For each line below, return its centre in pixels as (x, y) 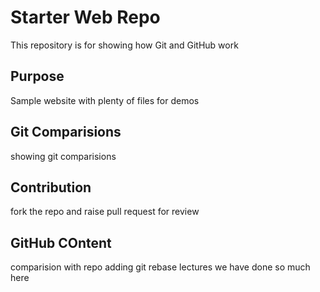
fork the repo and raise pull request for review (105, 212)
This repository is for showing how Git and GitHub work (124, 45)
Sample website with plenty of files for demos (105, 100)
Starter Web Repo (85, 17)
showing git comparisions (63, 156)
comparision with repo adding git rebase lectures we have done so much (160, 267)
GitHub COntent (61, 242)
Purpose (37, 76)
